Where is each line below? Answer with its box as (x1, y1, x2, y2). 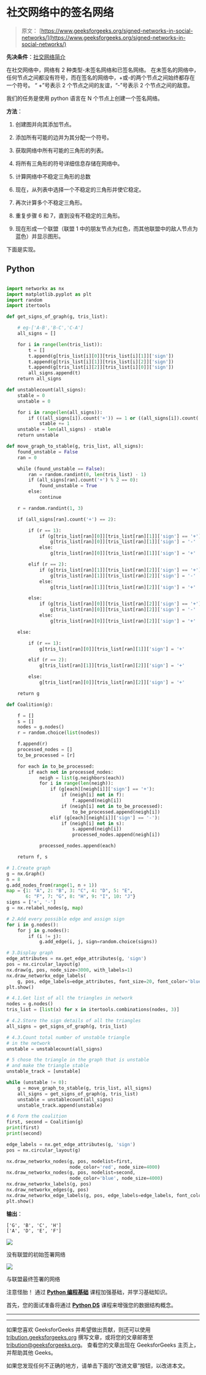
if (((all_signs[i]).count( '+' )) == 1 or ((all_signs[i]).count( (28, 415, 199, 421)
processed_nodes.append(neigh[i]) (72, 832, 161, 838)
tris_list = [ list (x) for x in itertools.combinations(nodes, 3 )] (6, 1007, 180, 1013)
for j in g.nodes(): (17, 927, 70, 933)
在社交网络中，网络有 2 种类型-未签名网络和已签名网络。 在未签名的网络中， (6, 66, 199, 74)
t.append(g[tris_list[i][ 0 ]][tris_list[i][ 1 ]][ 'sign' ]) (28, 353, 174, 359)
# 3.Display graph (6, 950, 53, 956)
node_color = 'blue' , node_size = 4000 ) (69, 1176, 164, 1182)
